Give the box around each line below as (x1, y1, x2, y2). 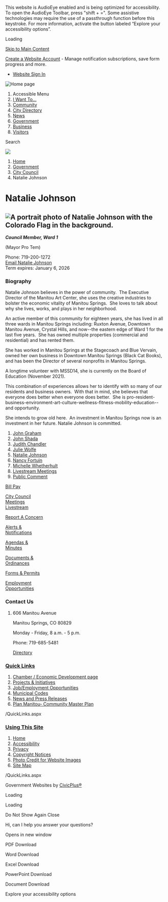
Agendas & (5, 539, 29, 546)
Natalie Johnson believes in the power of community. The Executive (5, 289, 149, 295)
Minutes (5, 545, 22, 551)
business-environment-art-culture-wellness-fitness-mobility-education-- (5, 400, 159, 406)
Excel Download (5, 861, 39, 868)
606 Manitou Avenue (12, 610, 57, 616)
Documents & (5, 554, 34, 561)
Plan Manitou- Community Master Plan (12, 701, 94, 707)
